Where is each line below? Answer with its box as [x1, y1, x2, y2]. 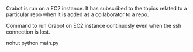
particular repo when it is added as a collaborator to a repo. [6, 11, 149, 18]
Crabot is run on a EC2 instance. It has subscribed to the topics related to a [6, 5, 187, 12]
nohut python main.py [6, 40, 59, 46]
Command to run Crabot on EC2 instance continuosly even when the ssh [6, 23, 182, 29]
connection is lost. [6, 28, 51, 35]
